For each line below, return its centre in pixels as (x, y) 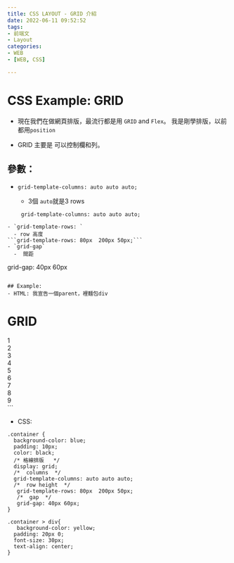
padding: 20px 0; (39, 534)
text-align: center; (44, 547)
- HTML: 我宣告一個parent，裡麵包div (58, 293)
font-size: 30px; (39, 540)
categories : (25, 46)
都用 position (37, 129)
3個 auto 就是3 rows (56, 201)
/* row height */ (42, 485)
